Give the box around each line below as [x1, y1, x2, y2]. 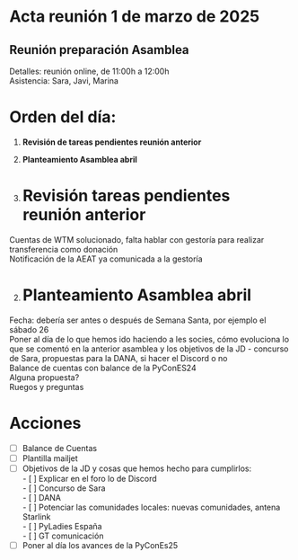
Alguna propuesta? [9, 371, 80, 383]
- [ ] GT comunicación [22, 530, 104, 541]
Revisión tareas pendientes [22, 186, 231, 206]
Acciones [9, 413, 82, 433]
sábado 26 [9, 324, 49, 334]
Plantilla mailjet [22, 452, 78, 464]
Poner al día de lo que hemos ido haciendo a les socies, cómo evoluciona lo [9, 333, 290, 344]
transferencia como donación [9, 244, 118, 254]
